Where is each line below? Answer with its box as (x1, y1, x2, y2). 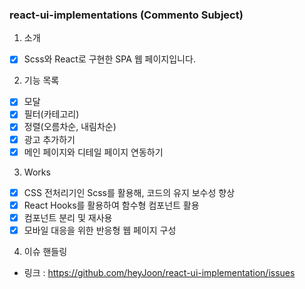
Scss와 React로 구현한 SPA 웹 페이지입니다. (23, 53, 196, 65)
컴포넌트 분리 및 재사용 (23, 211, 113, 223)
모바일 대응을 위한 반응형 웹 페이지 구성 (23, 224, 177, 236)
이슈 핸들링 (23, 245, 68, 257)
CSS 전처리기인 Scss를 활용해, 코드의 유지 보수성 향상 (23, 186, 236, 198)
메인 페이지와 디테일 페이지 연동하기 (23, 146, 164, 158)
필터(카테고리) (23, 108, 80, 120)
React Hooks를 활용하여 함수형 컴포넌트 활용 (23, 199, 200, 211)
